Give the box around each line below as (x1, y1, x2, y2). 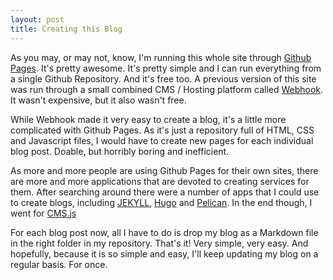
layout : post (10, 14, 65, 25)
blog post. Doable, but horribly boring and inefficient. (10, 145, 230, 157)
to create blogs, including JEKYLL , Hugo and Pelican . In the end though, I (10, 196, 313, 208)
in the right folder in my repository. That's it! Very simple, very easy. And (10, 237, 309, 249)
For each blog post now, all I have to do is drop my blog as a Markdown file (10, 226, 319, 238)
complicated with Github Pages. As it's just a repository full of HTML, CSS (10, 124, 315, 136)
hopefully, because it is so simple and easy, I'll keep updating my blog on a (10, 247, 319, 260)
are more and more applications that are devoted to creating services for (10, 175, 310, 187)
